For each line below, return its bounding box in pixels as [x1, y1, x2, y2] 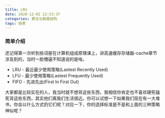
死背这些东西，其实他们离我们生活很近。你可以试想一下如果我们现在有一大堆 [5, 95, 160, 101]
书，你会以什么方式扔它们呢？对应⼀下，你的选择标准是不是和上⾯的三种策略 [5, 101, 160, 107]
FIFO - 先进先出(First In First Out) [12, 79, 80, 85]
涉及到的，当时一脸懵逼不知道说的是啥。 [5, 56, 87, 62]
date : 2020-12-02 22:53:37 [5, 12, 60, 17]
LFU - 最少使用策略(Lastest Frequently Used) [12, 72, 104, 78]
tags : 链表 [5, 21, 26, 26]
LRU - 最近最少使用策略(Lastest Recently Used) [12, 67, 109, 72]
